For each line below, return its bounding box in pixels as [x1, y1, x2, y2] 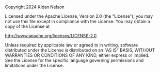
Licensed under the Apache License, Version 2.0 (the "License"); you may [5, 13, 153, 19]
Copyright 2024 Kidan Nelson [5, 4, 64, 10]
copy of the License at [5, 24, 50, 29]
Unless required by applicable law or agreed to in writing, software [5, 42, 138, 48]
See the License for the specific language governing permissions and [5, 58, 144, 63]
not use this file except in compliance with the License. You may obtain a [5, 19, 150, 24]
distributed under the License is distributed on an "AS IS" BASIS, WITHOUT [5, 48, 155, 53]
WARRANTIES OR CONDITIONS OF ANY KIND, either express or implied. [5, 52, 149, 58]
